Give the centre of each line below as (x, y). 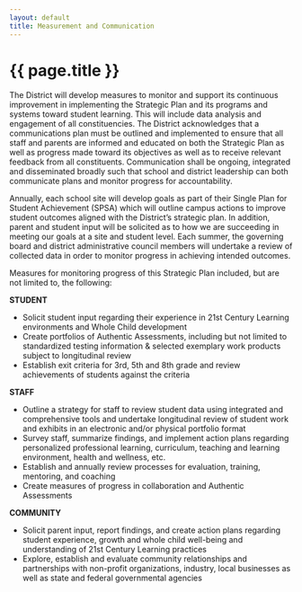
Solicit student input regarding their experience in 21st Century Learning (155, 318)
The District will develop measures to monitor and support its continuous (144, 95)
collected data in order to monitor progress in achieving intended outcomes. (150, 256)
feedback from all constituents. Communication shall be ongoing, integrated (150, 162)
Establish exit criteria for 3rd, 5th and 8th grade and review (131, 366)
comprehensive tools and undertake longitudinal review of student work (155, 420)
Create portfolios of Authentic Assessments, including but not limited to (155, 337)
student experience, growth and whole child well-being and (133, 540)
